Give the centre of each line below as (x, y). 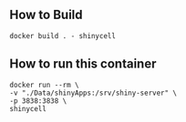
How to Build (46, 15)
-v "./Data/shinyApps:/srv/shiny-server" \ (93, 93)
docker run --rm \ (44, 85)
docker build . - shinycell (63, 36)
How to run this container (83, 64)
